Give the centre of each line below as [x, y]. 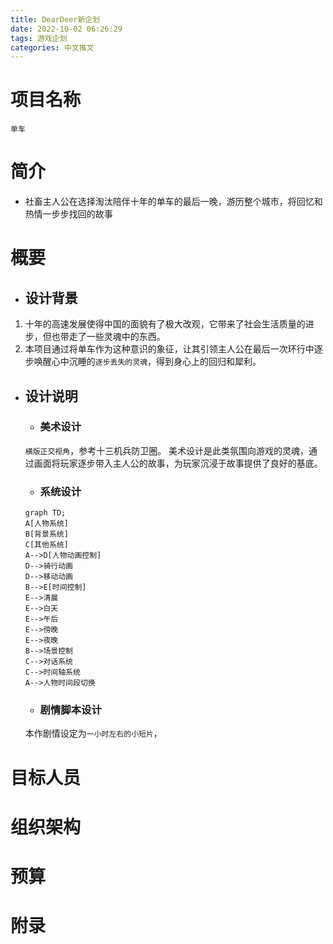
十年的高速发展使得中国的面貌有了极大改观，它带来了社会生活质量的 [165, 324]
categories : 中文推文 [52, 47]
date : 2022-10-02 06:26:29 [66, 29]
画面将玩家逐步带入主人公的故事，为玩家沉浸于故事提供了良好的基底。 [178, 463]
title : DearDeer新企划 [55, 19]
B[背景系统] [46, 534]
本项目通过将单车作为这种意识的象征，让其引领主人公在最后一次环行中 [169, 349]
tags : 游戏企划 [39, 38]
